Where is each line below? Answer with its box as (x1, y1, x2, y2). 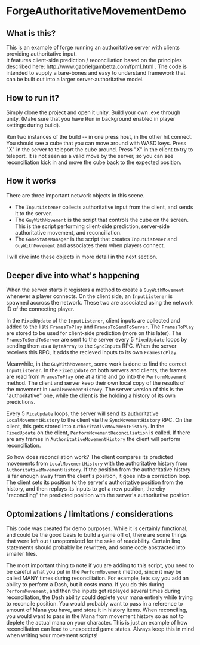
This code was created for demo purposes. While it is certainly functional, (6, 525, 188, 532)
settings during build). (6, 121, 61, 129)
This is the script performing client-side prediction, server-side (14, 223, 170, 230)
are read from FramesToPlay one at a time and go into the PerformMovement (6, 373, 187, 381)
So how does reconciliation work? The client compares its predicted (6, 454, 173, 461)
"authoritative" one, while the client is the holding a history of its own (6, 392, 176, 399)
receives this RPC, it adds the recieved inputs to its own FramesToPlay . (6, 349, 178, 356)
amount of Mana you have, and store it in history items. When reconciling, (6, 606, 188, 614)
